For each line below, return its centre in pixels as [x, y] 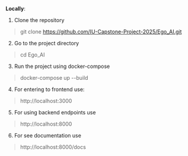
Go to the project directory [47, 43]
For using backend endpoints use [55, 112]
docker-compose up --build [54, 78]
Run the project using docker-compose [62, 66]
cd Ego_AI [32, 55]
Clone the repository [39, 20]
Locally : [16, 9]
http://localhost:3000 [46, 101]
